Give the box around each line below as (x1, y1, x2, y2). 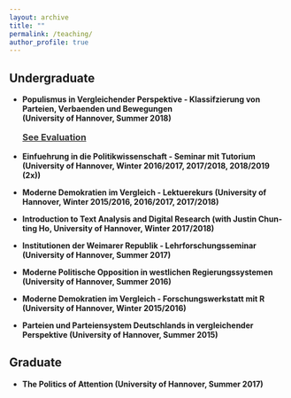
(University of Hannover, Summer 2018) (21, 113, 172, 124)
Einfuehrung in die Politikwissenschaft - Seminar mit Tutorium (21, 152, 256, 162)
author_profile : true (9, 37, 89, 47)
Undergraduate (9, 70, 96, 85)
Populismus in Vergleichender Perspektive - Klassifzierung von (21, 94, 261, 105)
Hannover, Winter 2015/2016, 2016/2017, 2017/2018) (21, 197, 219, 207)
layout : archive (9, 12, 69, 22)
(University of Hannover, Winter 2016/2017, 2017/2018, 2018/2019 (21, 160, 270, 171)
